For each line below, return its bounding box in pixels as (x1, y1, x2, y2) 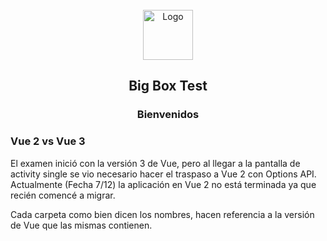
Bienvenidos (136, 108, 200, 122)
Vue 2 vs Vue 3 (10, 134, 86, 148)
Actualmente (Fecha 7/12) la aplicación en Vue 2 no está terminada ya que (10, 178, 317, 190)
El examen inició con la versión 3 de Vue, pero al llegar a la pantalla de (10, 157, 301, 169)
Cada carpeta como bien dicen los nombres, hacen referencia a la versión (10, 208, 315, 220)
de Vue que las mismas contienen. (10, 219, 153, 231)
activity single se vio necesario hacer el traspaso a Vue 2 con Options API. (10, 168, 317, 180)
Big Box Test (128, 78, 208, 95)
